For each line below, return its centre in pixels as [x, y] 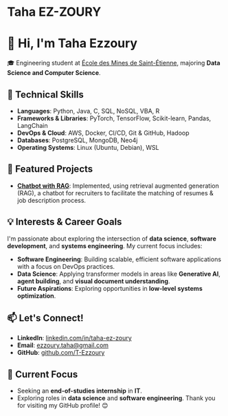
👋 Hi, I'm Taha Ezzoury [72, 44]
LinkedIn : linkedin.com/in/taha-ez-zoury [74, 338]
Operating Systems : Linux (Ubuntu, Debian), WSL [88, 147]
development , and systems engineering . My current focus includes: [105, 245]
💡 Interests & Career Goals [65, 222]
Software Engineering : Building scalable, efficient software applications [119, 259]
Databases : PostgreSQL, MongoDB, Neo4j [77, 140]
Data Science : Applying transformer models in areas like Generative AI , [119, 274]
